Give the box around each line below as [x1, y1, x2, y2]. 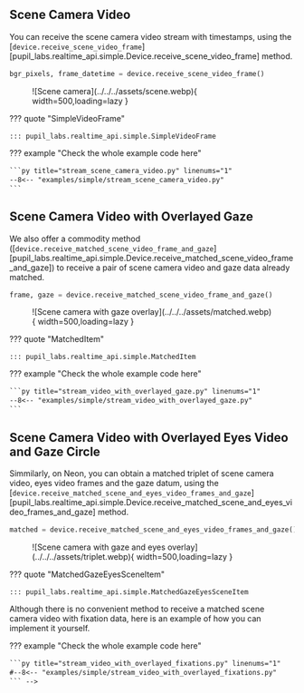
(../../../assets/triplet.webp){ [32, 551, 135, 562]
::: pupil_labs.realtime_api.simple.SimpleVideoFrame [9, 132, 217, 141]
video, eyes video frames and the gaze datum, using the [9, 478, 219, 489]
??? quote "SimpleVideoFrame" [9, 112, 125, 123]
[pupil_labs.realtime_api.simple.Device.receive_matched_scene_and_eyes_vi [9, 497, 292, 508]
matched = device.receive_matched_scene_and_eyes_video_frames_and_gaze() [9, 525, 298, 534]
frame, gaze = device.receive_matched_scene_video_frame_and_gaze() [9, 290, 273, 299]
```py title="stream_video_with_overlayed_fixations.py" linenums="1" [9, 659, 281, 669]
